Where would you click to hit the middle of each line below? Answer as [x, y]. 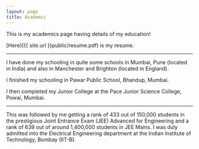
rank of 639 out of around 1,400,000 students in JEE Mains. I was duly [92, 127]
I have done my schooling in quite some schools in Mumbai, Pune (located [97, 62]
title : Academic [26, 17]
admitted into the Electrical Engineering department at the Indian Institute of [99, 133]
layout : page [22, 11]
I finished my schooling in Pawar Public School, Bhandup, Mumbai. [88, 80]
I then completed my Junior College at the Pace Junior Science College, [94, 91]
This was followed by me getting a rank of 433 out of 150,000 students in [95, 114]
